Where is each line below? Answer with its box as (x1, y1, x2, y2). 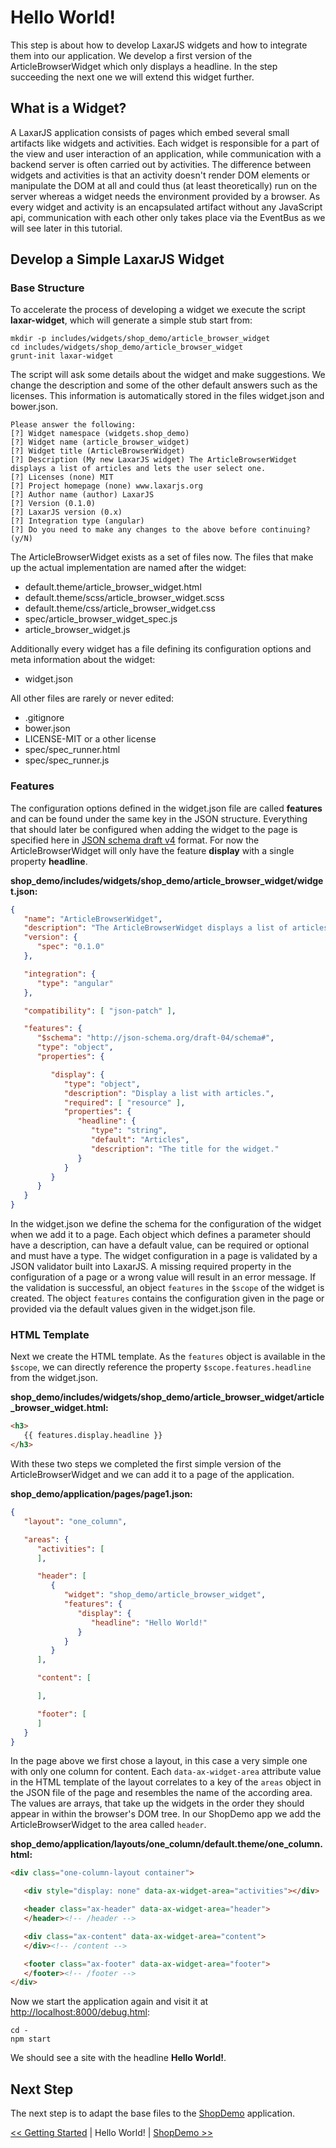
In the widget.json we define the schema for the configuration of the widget (10, 1218, 322, 1230)
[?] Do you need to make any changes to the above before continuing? (10, 525, 311, 535)
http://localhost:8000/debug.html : (10, 2006, 150, 2018)
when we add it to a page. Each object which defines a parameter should (10, 1229, 312, 1241)
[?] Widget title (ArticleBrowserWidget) (10, 446, 186, 456)
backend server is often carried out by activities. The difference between (10, 158, 312, 170)
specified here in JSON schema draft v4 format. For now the (10, 834, 260, 846)
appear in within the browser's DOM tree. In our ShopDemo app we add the (10, 1808, 322, 1820)
